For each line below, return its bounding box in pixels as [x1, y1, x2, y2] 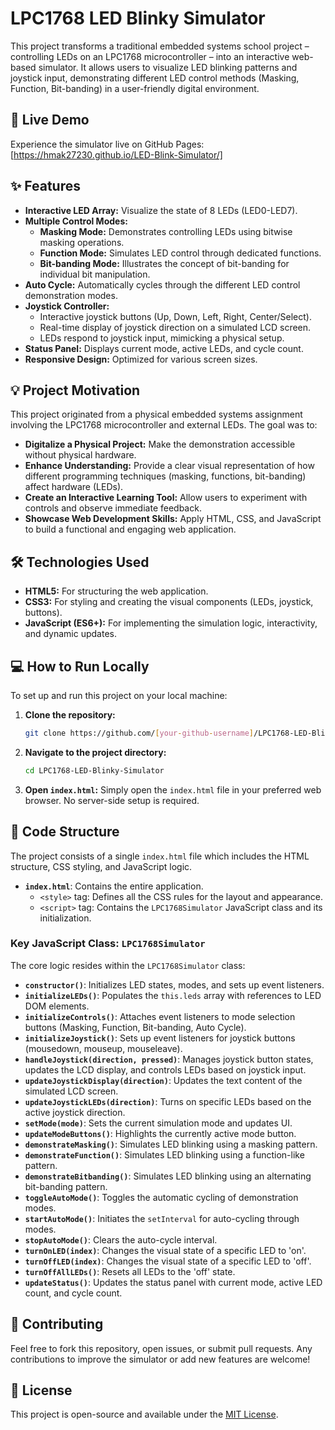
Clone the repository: [24, 709, 116, 721]
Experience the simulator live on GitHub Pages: [10, 138, 205, 150]
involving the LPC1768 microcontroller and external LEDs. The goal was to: [10, 419, 318, 431]
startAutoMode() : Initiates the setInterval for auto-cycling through [24, 1212, 300, 1224]
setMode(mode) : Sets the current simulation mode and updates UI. [24, 1117, 293, 1129]
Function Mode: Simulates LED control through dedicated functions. [39, 247, 322, 259]
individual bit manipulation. [39, 268, 151, 280]
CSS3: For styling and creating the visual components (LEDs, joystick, [24, 596, 314, 608]
